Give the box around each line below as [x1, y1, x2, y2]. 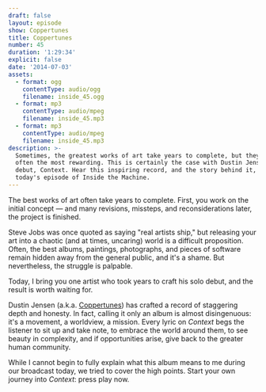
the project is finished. [8, 211, 82, 222]
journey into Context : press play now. [8, 374, 130, 384]
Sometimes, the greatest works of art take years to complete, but [15, 151, 243, 159]
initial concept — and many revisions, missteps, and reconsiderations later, [8, 204, 253, 213]
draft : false [8, 11, 51, 20]
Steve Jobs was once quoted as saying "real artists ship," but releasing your [8, 227, 257, 237]
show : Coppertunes [8, 26, 69, 34]
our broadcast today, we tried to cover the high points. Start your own [8, 366, 236, 375]
